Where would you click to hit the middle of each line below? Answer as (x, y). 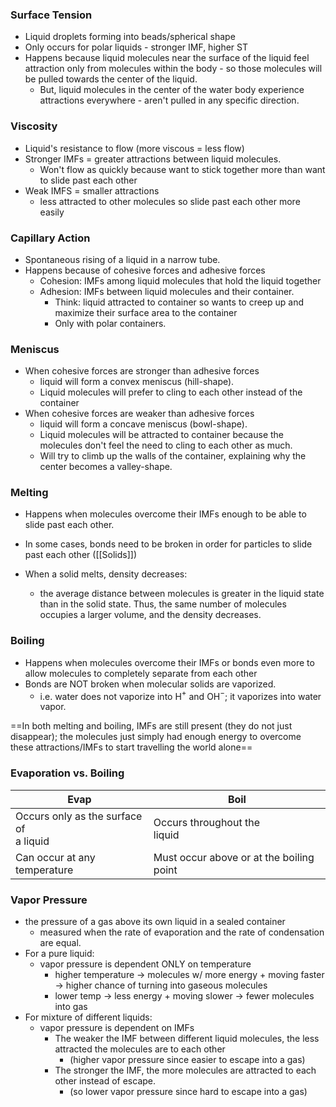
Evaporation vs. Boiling (67, 773)
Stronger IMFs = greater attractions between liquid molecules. (153, 159)
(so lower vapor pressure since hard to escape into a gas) (188, 1092)
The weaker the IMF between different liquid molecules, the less (187, 1039)
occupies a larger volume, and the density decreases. (150, 615)
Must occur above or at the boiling (234, 857)
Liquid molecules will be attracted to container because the (162, 435)
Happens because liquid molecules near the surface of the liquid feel (167, 58)
